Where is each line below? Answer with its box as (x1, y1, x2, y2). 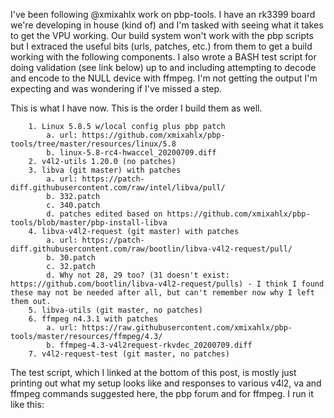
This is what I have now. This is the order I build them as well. (10, 102, 263, 114)
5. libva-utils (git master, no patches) (28, 305, 203, 315)
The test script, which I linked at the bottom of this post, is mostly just (10, 367, 297, 378)
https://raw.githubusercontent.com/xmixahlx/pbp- (81, 323, 293, 333)
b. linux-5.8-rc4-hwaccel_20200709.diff (46, 148, 217, 158)
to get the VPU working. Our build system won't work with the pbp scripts (10, 30, 314, 41)
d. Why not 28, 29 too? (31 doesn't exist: (46, 270, 230, 280)
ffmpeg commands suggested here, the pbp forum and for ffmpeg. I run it (10, 388, 314, 399)
